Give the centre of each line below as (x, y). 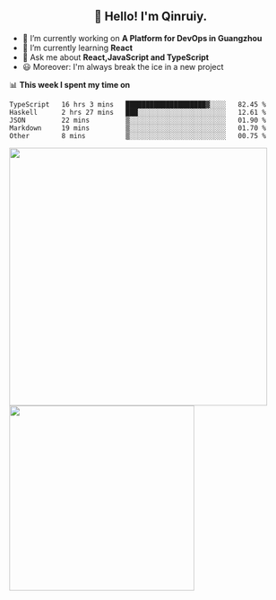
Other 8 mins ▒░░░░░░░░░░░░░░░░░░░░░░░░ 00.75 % (138, 135)
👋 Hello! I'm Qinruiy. (151, 17)
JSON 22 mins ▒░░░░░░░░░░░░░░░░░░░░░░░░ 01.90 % (138, 120)
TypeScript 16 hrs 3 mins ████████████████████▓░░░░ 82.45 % (138, 104)
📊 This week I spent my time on (70, 84)
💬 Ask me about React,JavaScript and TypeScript (115, 57)
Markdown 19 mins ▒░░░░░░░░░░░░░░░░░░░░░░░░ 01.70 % (138, 128)
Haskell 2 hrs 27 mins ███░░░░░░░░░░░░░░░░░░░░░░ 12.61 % (138, 112)
